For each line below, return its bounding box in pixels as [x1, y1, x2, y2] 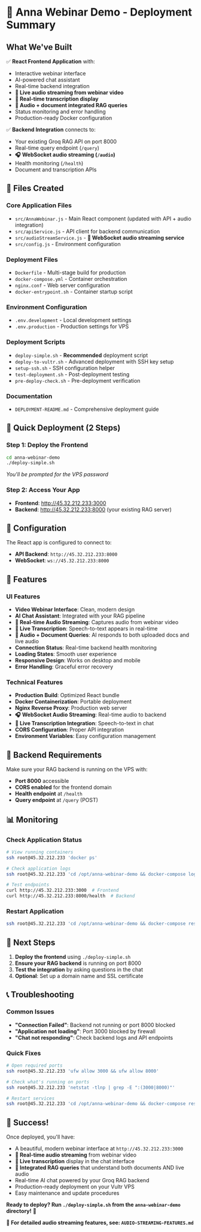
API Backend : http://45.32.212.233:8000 [14, 550, 118, 558]
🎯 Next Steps [6, 937, 56, 948]
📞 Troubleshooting [6, 989, 74, 1000]
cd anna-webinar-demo [6, 455, 60, 461]
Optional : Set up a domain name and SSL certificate [14, 973, 144, 980]
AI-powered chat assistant [14, 76, 80, 83]
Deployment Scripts [6, 338, 66, 346]
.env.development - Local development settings [14, 317, 132, 324]
